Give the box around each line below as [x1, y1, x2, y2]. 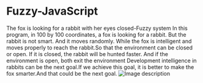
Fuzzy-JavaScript [6, 4, 98, 18]
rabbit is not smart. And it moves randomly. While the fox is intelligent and [6, 37, 192, 45]
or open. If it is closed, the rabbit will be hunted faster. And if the [6, 50, 168, 57]
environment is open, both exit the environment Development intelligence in [6, 57, 197, 64]
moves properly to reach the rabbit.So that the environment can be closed [6, 44, 193, 51]
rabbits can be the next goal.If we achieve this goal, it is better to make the [6, 63, 194, 71]
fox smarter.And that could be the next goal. [6, 70, 117, 77]
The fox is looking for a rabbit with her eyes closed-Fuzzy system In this [6, 24, 188, 32]
